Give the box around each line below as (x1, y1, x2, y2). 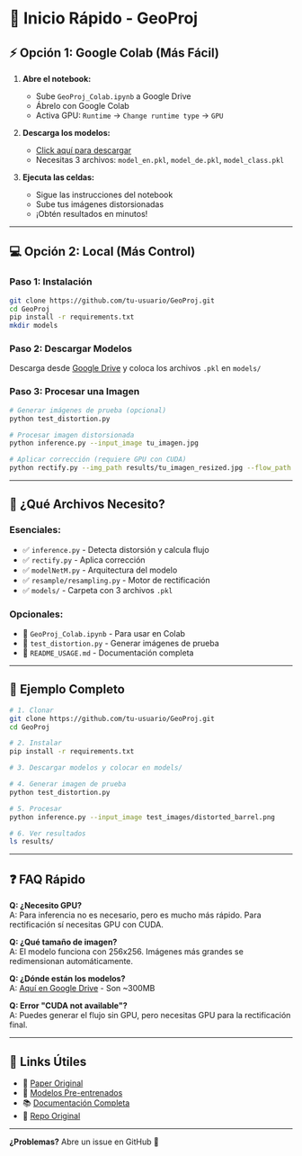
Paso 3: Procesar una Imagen (9, 385, 140, 398)
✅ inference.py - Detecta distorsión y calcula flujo (22, 544, 209, 555)
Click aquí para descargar (35, 145, 132, 156)
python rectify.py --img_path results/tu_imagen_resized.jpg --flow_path (9, 464, 292, 473)
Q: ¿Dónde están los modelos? (9, 973, 126, 984)
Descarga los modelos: (22, 128, 111, 138)
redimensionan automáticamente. (9, 956, 133, 967)
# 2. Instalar (9, 738, 63, 748)
